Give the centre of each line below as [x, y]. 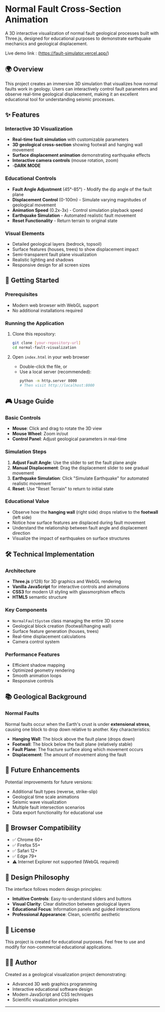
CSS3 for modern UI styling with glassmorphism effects [69, 592]
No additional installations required [47, 310]
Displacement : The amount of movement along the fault [69, 754]
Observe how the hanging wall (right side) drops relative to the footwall [85, 512]
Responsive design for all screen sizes [51, 265]
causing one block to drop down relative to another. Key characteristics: [78, 729]
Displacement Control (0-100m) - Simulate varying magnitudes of [79, 199]
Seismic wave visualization [39, 802]
